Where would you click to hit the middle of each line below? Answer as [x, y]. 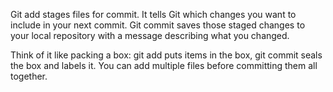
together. [29, 76]
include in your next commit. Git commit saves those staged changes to [158, 25]
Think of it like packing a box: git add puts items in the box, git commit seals [166, 55]
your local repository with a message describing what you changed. [150, 35]
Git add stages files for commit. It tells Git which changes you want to [153, 14]
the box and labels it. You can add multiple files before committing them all [164, 65]
